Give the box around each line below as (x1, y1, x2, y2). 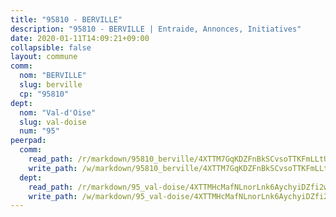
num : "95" (19, 126, 60, 136)
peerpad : (10, 136, 47, 146)
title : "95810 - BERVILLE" (10, 14, 123, 25)
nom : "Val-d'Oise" (19, 107, 97, 118)
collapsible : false (10, 42, 92, 53)
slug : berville (19, 80, 83, 90)
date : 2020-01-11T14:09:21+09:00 (10, 33, 150, 43)
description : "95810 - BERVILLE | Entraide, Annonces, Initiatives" (10, 24, 302, 34)
